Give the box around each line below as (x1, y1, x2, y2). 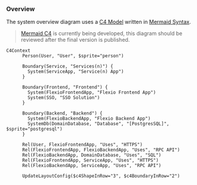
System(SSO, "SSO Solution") (27, 95, 100, 101)
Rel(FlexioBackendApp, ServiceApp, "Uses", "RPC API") (21, 163, 162, 169)
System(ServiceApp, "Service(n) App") (27, 69, 124, 75)
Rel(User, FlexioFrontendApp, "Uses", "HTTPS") (21, 142, 143, 148)
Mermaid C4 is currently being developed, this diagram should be (20, 30, 183, 37)
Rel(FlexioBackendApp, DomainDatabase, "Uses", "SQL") (21, 152, 162, 158)
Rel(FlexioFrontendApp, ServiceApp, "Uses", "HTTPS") (21, 158, 159, 164)
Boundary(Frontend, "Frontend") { (21, 84, 109, 91)
